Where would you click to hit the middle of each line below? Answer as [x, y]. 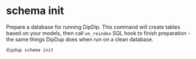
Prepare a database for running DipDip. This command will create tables [93, 27]
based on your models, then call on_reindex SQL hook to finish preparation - [98, 33]
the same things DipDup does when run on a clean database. [80, 39]
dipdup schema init [30, 50]
